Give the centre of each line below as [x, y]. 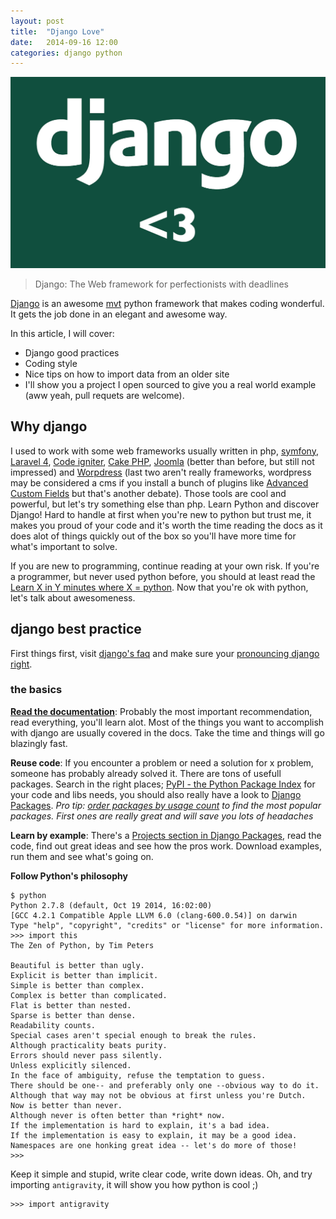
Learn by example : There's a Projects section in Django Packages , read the [166, 835]
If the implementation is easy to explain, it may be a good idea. [154, 1135]
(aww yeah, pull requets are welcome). [104, 395]
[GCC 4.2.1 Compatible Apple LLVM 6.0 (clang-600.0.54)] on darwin [154, 915]
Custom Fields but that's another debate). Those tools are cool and [148, 493]
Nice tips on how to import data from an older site [127, 374]
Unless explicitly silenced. [71, 1065]
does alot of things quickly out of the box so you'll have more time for [153, 536]
